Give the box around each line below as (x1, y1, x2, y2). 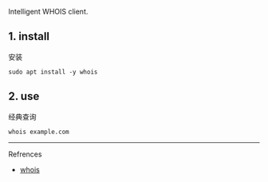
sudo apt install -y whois (8, 68, 98, 76)
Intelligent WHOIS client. (8, 7, 89, 16)
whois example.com (8, 128, 69, 136)
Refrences (8, 149, 42, 159)
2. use (8, 89, 40, 103)
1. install (8, 30, 50, 43)
